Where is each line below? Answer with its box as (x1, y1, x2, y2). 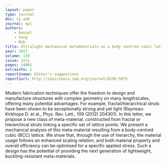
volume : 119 (5, 53, 30, 58)
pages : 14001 (5, 62, 32, 67)
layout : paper (5, 7, 35, 12)
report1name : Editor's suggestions (5, 72, 79, 77)
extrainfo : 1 (5, 67, 32, 72)
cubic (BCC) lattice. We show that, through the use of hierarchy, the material (5, 132, 162, 138)
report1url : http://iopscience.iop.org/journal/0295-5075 (5, 76, 128, 81)
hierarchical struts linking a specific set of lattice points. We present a (5, 121, 148, 127)
